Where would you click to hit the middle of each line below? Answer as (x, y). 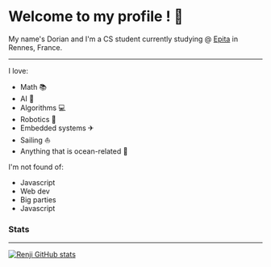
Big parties (38, 199)
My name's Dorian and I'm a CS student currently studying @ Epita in (123, 39)
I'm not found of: (36, 167)
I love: (18, 70)
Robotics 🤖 (38, 119)
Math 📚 (33, 87)
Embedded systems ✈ (57, 128)
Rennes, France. (35, 47)
